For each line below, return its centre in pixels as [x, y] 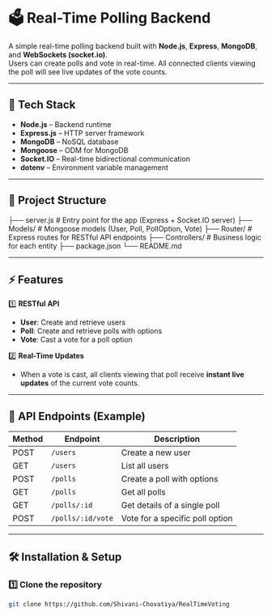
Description [177, 439]
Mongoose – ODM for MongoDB [74, 150]
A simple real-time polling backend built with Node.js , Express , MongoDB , [133, 46]
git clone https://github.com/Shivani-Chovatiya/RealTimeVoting [119, 604]
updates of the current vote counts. [80, 383]
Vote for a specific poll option [177, 519]
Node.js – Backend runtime [66, 124]
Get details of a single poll [170, 505]
